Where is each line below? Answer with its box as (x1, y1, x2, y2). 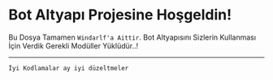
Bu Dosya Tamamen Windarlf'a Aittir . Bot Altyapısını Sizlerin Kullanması (8, 32, 257, 42)
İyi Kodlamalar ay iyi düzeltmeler (8, 64, 129, 72)
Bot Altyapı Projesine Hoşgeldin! (8, 6, 232, 24)
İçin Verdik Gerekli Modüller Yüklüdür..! (8, 40, 139, 50)
